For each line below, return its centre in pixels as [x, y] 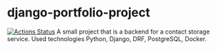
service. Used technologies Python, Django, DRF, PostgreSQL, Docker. [107, 38]
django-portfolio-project [79, 13]
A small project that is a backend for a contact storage [133, 32]
